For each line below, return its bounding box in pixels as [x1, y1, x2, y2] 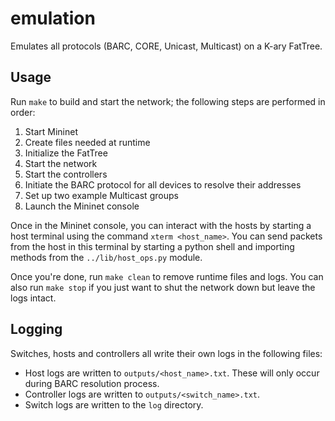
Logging [10, 321, 63, 338]
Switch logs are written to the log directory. [24, 398, 204, 411]
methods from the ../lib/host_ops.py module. [10, 251, 203, 263]
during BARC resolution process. [24, 377, 160, 389]
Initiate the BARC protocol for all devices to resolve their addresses [24, 178, 302, 191]
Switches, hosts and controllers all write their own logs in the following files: [10, 347, 323, 359]
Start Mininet [24, 125, 79, 137]
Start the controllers [24, 168, 108, 180]
